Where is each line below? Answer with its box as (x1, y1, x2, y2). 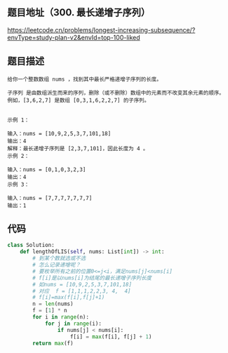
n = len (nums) (32, 300, 74, 307)
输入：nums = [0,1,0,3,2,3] (7, 166, 86, 173)
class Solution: (7, 241, 55, 249)
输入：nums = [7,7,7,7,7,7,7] (7, 194, 93, 201)
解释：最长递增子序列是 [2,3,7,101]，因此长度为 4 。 (7, 145, 149, 152)
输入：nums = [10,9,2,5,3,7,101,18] (7, 130, 112, 137)
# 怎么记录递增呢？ (32, 262, 81, 269)
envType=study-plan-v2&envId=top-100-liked (7, 33, 140, 41)
